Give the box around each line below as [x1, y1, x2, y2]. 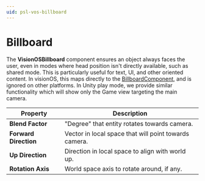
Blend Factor [9, 119, 48, 128]
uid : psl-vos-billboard [6, 9, 67, 15]
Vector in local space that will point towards [64, 129, 189, 138]
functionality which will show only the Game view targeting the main [6, 88, 178, 95]
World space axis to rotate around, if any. [64, 164, 182, 173]
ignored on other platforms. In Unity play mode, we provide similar [6, 81, 173, 89]
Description [112, 109, 148, 117]
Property [21, 109, 48, 117]
